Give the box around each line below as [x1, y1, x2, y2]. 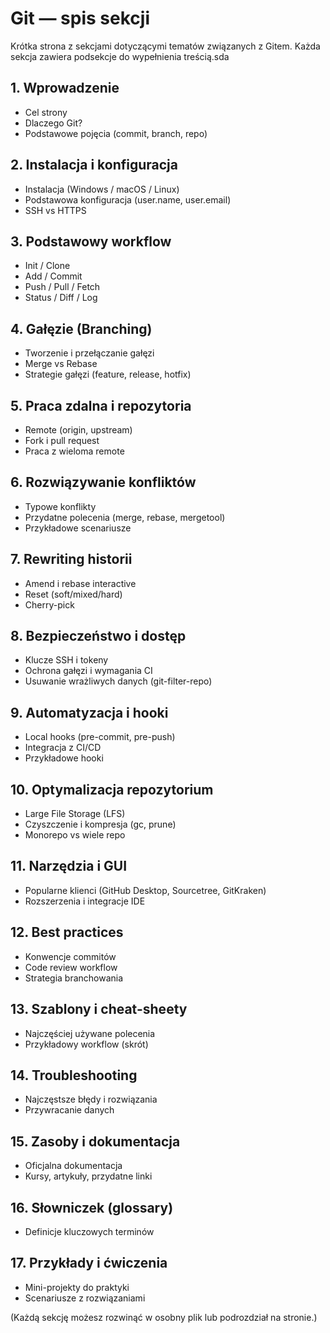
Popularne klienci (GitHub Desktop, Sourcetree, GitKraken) [24, 884, 267, 896]
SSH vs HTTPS [24, 204, 87, 216]
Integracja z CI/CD [24, 742, 102, 754]
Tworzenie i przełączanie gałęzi [24, 347, 155, 359]
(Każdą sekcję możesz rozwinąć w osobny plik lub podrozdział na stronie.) [10, 1311, 318, 1323]
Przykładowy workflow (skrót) [24, 1038, 149, 1050]
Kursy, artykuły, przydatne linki [24, 1170, 153, 1182]
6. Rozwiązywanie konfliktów [10, 474, 197, 491]
